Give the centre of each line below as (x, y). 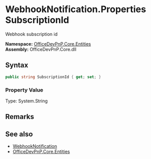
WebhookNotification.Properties (76, 9)
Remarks (20, 117)
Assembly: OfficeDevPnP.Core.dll (41, 49)
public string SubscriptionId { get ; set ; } (53, 77)
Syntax (17, 65)
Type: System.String (27, 101)
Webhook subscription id (32, 34)
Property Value (24, 90)
